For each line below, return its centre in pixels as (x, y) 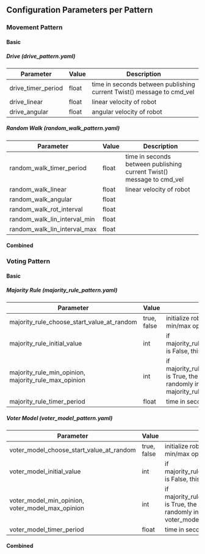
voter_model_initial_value (45, 471)
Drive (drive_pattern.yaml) (41, 56)
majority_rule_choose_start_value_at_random (73, 322)
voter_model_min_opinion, (47, 500)
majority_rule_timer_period (47, 401)
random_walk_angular (41, 199)
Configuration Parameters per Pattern (80, 10)
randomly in (182, 512)
